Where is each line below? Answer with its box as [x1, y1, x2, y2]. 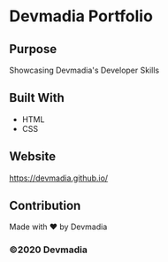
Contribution [9, 198, 81, 213]
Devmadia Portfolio [9, 6, 153, 27]
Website [9, 149, 56, 165]
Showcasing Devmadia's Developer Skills [9, 65, 160, 75]
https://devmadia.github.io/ [9, 173, 109, 183]
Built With [9, 90, 65, 105]
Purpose [9, 42, 57, 57]
